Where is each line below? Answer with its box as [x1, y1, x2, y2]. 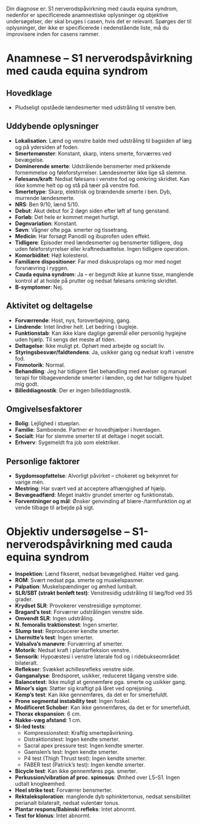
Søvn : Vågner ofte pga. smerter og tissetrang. [14, 226, 129, 233]
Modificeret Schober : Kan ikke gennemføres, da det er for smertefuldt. [14, 704, 191, 711]
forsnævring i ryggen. [14, 264, 69, 271]
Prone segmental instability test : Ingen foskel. [14, 698, 131, 705]
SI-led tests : [14, 723, 46, 730]
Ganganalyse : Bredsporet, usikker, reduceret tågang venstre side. [14, 672, 178, 679]
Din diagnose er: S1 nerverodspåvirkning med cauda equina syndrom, [6, 5, 178, 12]
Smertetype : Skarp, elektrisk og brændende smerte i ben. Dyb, [14, 188, 172, 195]
